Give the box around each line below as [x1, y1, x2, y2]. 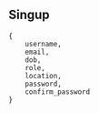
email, [25, 47, 50, 56]
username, [25, 39, 63, 48]
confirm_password [25, 87, 91, 97]
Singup [8, 7, 51, 23]
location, [25, 71, 63, 80]
